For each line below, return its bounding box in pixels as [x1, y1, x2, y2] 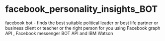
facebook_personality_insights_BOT [5, 3, 158, 15]
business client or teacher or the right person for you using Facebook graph [5, 25, 161, 31]
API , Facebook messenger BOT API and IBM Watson [5, 30, 113, 36]
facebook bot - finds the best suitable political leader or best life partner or [5, 20, 159, 26]
